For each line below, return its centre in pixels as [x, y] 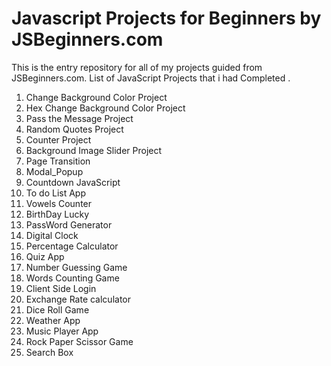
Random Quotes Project [74, 129]
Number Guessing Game [76, 267]
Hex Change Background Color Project [105, 108]
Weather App [53, 320]
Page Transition [58, 161]
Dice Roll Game [57, 309]
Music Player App [62, 331]
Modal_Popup [54, 171]
